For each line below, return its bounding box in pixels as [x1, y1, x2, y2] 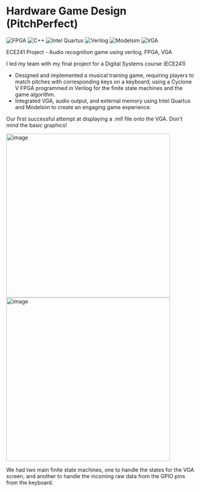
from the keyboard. [6, 479, 54, 486]
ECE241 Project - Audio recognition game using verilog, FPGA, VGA [6, 48, 172, 55]
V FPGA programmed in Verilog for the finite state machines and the [14, 84, 183, 91]
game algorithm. [14, 91, 56, 98]
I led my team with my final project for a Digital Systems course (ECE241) [6, 60, 186, 67]
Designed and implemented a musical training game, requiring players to [14, 71, 195, 79]
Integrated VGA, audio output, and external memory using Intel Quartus [14, 97, 191, 104]
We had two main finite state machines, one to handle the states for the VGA [6, 466, 195, 473]
